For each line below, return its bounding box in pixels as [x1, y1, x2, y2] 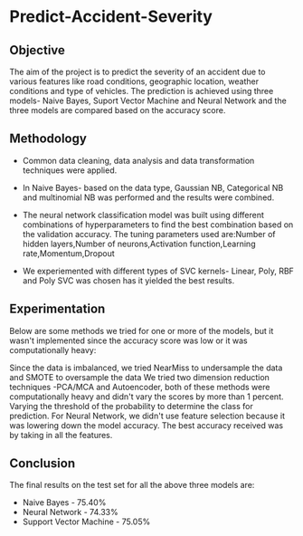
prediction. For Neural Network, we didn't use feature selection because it [9, 410, 286, 421]
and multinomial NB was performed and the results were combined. [22, 192, 275, 203]
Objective [9, 43, 66, 58]
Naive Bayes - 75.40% [22, 497, 107, 508]
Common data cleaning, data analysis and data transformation [22, 155, 255, 166]
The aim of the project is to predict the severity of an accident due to [9, 66, 266, 77]
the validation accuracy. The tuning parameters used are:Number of [22, 228, 276, 239]
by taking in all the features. [9, 429, 113, 440]
